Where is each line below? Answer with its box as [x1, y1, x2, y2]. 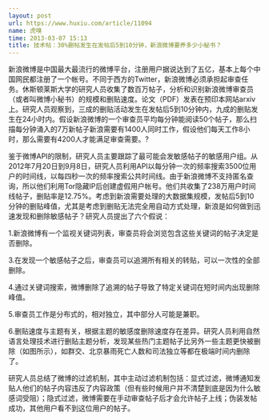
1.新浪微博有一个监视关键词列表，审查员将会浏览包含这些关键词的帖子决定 [8, 229, 252, 238]
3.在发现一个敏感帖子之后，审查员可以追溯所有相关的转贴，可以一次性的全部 [8, 255, 260, 265]
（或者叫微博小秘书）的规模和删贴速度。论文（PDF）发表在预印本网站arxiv [8, 94, 256, 104]
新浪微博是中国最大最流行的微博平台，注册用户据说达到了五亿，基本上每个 [8, 65, 254, 74]
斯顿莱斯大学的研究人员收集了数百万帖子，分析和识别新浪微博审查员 [29, 85, 254, 94]
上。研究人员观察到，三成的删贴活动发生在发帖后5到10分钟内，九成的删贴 [8, 105, 251, 114]
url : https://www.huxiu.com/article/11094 [8, 19, 152, 27]
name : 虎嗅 [8, 26, 42, 34]
